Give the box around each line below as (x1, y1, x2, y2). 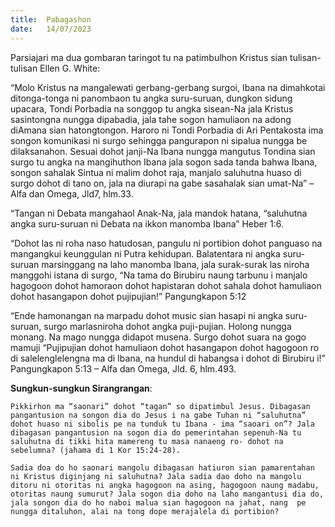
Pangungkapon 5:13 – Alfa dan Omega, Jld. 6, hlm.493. (10, 362, 237, 375)
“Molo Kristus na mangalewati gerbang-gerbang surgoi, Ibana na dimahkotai (10, 81, 326, 93)
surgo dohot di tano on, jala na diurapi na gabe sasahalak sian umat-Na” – (10, 177, 315, 189)
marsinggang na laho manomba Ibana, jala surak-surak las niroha (41, 258, 310, 270)
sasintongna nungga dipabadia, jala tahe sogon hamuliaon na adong (10, 113, 292, 125)
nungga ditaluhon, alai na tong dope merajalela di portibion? (10, 506, 280, 516)
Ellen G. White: (39, 62, 101, 74)
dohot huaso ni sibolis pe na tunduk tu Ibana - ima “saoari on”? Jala (10, 419, 315, 429)
